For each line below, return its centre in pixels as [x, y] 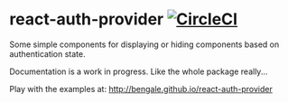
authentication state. [47, 53]
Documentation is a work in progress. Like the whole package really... [139, 71]
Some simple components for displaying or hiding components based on [144, 44]
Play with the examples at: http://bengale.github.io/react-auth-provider [141, 89]
